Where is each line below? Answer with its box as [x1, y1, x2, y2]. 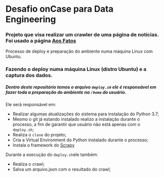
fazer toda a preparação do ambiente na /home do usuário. [5, 89, 126, 95]
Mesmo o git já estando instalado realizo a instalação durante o [12, 116, 140, 122]
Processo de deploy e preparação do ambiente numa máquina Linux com [5, 48, 153, 54]
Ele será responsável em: [5, 102, 56, 108]
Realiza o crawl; [12, 161, 45, 167]
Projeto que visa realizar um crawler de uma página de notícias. [5, 31, 159, 38]
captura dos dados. [5, 72, 53, 79]
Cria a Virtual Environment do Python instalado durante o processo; [12, 137, 148, 143]
